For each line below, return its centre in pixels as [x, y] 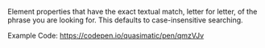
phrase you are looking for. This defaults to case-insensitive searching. [125, 20]
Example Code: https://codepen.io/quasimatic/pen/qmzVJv [106, 36]
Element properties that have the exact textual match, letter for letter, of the [132, 12]
